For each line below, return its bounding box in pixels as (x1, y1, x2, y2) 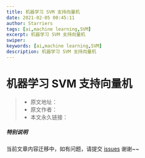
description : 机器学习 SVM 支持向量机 (6, 49, 96, 55)
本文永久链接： (30, 113, 68, 121)
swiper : (6, 37, 26, 43)
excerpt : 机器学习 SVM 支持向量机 (6, 32, 86, 38)
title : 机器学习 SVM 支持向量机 (6, 9, 80, 15)
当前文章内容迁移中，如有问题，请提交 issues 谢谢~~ (6, 145, 140, 153)
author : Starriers (6, 20, 53, 26)
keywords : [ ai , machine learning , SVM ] (6, 43, 102, 49)
